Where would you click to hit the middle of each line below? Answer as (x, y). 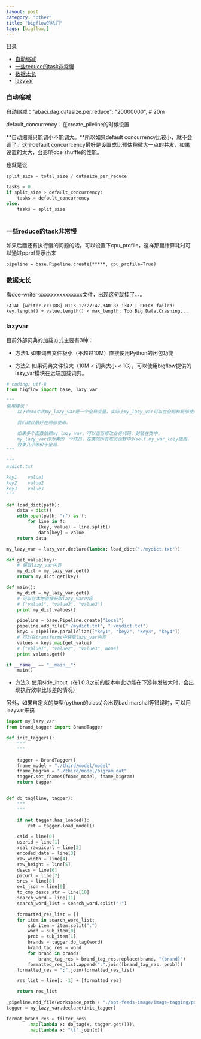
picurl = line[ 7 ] (39, 875)
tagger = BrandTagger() (47, 760)
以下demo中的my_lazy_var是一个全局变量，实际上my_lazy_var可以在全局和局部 (103, 412)
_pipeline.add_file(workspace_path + (53, 1002)
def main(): (21, 588)
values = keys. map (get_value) (55, 643)
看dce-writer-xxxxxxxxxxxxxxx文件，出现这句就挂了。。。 (76, 295)
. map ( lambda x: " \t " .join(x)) (65, 1030)
